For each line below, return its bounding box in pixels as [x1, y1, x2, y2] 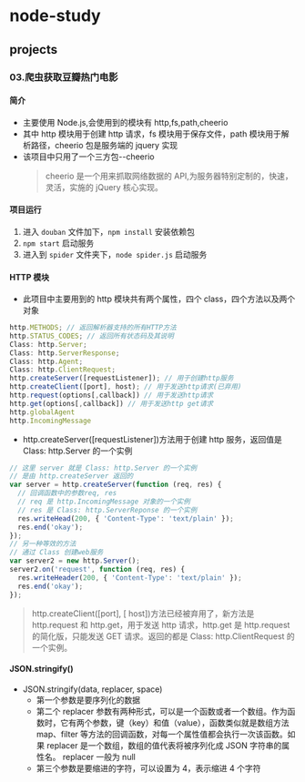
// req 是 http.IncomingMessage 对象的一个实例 [17, 497, 191, 506]
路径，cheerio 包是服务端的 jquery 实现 [30, 139, 178, 150]
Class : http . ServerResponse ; [9, 348, 120, 358]
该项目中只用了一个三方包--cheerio [22, 151, 155, 162]
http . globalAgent [9, 407, 76, 417]
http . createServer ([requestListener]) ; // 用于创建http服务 [9, 374, 234, 383]
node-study [9, 5, 102, 26]
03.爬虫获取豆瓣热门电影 [9, 70, 118, 83]
